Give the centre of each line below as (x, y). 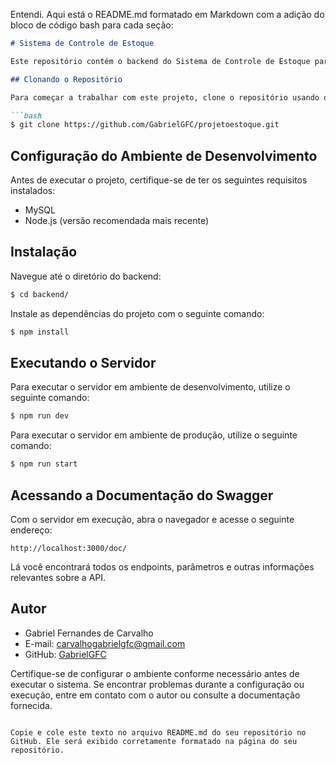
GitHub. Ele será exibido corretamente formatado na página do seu (154, 741)
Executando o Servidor (83, 363)
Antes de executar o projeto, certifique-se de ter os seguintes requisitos (159, 180)
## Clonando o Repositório (66, 79)
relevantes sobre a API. (58, 577)
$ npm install (40, 332)
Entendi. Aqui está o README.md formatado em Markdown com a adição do (167, 14)
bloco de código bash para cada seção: (92, 25)
